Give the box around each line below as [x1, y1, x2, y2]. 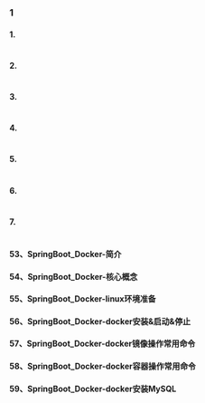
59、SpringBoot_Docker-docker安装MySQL [9, 383, 177, 394]
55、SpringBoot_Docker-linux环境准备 [9, 293, 156, 304]
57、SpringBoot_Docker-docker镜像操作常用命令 [9, 338, 196, 350]
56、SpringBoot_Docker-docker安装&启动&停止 [9, 315, 191, 327]
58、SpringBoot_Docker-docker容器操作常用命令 [9, 360, 196, 371]
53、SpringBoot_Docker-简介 [9, 248, 122, 259]
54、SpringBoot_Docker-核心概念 [9, 271, 138, 282]
